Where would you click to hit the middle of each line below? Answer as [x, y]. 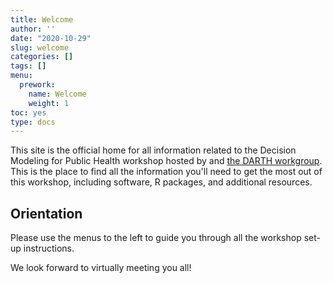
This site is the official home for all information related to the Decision [153, 150]
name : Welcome [57, 94]
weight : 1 [49, 103]
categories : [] [42, 57]
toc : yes [28, 112]
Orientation [46, 213]
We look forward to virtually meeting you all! [101, 268]
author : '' [33, 29]
